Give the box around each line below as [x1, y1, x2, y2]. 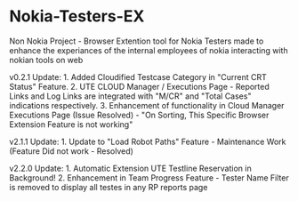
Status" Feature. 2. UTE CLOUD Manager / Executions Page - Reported [9, 81, 270, 92]
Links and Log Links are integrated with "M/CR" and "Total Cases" [9, 91, 252, 101]
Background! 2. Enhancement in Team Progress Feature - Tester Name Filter [9, 172, 289, 183]
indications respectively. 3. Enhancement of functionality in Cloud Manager [9, 100, 285, 110]
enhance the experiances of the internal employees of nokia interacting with [9, 44, 288, 55]
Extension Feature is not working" [9, 118, 133, 130]
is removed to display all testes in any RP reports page [9, 181, 208, 192]
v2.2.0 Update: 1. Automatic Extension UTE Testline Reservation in [9, 163, 252, 173]
